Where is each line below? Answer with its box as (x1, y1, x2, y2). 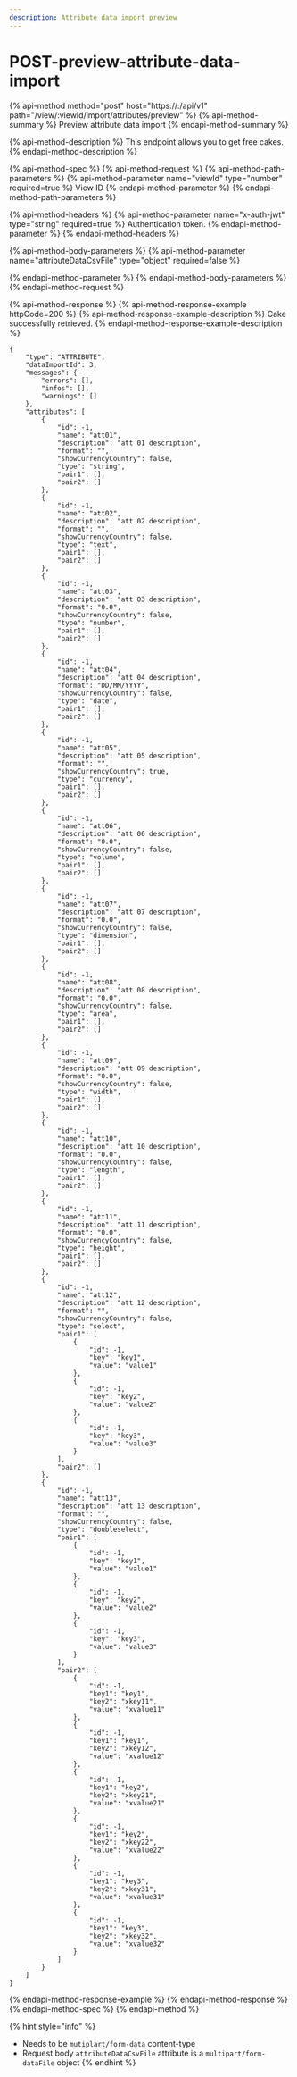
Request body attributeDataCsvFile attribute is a (21, 2048, 204, 2058)
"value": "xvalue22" (88, 1846, 166, 1855)
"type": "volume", (56, 852, 126, 862)
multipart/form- (204, 2049, 266, 2058)
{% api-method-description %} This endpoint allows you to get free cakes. (9, 136, 284, 147)
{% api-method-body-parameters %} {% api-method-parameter (9, 245, 246, 255)
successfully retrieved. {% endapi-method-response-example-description (9, 318, 283, 329)
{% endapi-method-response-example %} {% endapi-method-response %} (9, 1994, 288, 2005)
